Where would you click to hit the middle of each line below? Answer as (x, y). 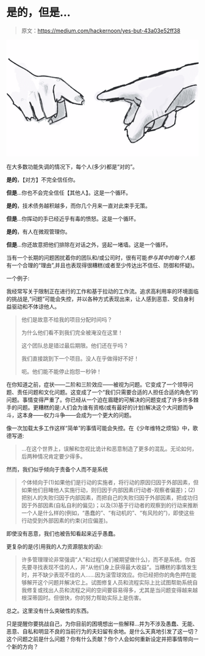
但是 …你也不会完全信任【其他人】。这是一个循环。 (69, 193)
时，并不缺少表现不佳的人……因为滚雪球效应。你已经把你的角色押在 (106, 575)
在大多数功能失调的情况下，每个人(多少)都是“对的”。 (72, 167)
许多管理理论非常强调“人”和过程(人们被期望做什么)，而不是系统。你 (106, 559)
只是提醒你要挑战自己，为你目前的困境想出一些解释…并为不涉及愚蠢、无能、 (102, 624)
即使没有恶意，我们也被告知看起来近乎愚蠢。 (63, 534)
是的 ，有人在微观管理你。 (38, 232)
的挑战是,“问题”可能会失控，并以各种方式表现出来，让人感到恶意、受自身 (98, 299)
